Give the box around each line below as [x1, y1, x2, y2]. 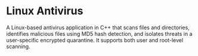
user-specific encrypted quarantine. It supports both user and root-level [6, 36, 184, 43]
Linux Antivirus [6, 4, 83, 18]
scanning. [6, 43, 31, 50]
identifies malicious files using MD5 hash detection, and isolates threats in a [6, 30, 193, 37]
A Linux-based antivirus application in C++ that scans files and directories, [6, 24, 190, 31]
